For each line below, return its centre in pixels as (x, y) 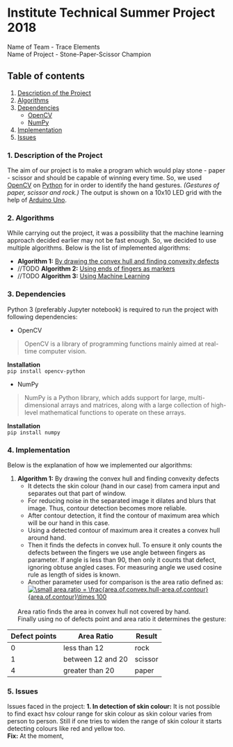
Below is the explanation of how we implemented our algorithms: (100, 465)
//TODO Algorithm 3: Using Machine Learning (83, 276)
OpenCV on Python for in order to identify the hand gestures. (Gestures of (113, 185)
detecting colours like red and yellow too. (66, 729)
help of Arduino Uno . (37, 200)
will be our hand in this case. (69, 522)
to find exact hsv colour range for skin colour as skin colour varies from (110, 714)
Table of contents (46, 76)
